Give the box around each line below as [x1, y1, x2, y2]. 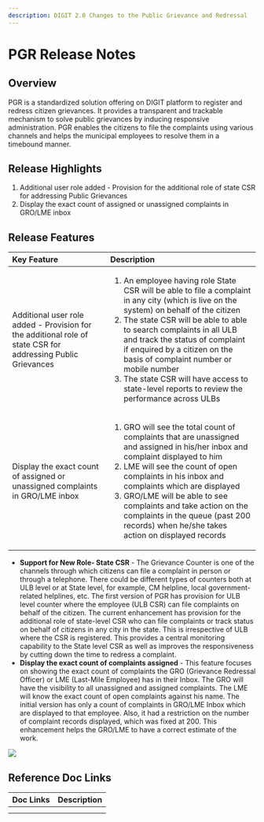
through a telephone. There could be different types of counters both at [19, 575, 251, 584]
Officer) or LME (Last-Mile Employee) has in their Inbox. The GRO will [19, 675, 244, 684]
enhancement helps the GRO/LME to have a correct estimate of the [19, 725, 237, 735]
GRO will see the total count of [123, 422, 236, 433]
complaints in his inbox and [123, 471, 224, 482]
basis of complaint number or [123, 354, 232, 365]
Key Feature [12, 254, 59, 265]
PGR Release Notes [8, 45, 136, 63]
